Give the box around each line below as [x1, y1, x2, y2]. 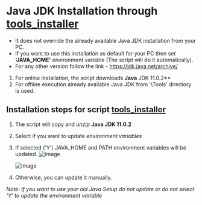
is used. [14, 87, 35, 94]
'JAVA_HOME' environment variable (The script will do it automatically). [14, 56, 194, 63]
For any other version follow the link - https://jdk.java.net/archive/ [14, 62, 178, 70]
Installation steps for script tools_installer [6, 104, 166, 115]
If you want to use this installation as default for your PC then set [14, 49, 176, 57]
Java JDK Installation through [6, 4, 158, 18]
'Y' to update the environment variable [6, 192, 103, 199]
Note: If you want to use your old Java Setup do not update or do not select [6, 185, 195, 192]
